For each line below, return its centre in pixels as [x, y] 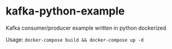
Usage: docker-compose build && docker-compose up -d [75, 39]
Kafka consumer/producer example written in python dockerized [86, 28]
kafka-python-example [65, 11]
